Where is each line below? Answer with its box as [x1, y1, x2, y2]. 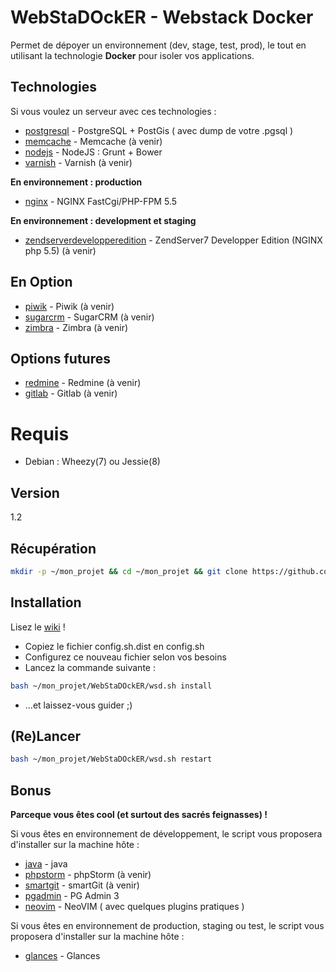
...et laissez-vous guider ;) [24, 699, 133, 711]
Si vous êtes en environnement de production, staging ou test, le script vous [10, 920, 325, 931]
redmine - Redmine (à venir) [24, 377, 142, 389]
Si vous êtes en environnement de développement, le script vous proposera [10, 828, 323, 840]
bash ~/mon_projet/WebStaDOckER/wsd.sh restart [10, 754, 213, 765]
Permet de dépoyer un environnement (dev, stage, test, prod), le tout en [10, 39, 307, 51]
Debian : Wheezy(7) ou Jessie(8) [24, 456, 161, 468]
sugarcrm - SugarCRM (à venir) [24, 311, 155, 323]
